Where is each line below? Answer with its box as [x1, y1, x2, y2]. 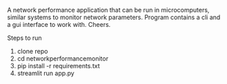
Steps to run [7, 34, 43, 42]
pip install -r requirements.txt [17, 62, 100, 70]
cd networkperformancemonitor [17, 54, 109, 63]
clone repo [17, 48, 48, 55]
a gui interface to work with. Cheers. [7, 21, 111, 28]
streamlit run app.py [17, 69, 75, 77]
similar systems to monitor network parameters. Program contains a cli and [7, 13, 221, 21]
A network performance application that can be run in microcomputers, [7, 6, 210, 14]
